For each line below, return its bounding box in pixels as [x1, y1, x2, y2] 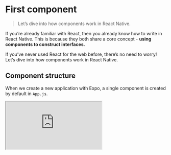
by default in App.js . [5, 91, 48, 97]
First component [5, 4, 77, 15]
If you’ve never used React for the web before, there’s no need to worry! [5, 51, 157, 57]
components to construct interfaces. [5, 41, 85, 47]
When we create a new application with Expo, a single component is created [5, 85, 166, 91]
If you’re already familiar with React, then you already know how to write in [5, 30, 162, 36]
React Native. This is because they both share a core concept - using [5, 36, 152, 42]
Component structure [5, 72, 76, 80]
